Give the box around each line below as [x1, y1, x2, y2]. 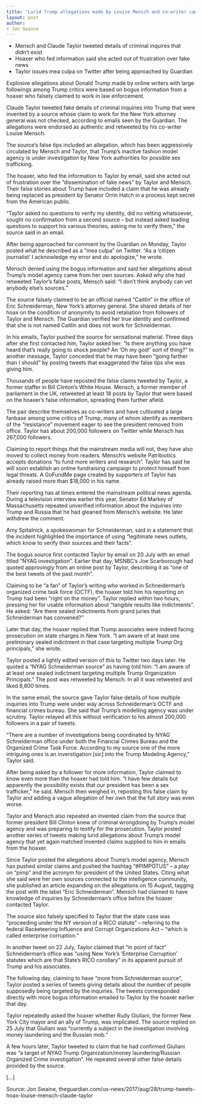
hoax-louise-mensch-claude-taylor [6, 1092, 93, 1099]
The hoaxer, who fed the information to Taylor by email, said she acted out [6, 173, 191, 180]
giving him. [6, 366, 34, 373]
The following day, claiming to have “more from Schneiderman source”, [6, 975, 183, 982]
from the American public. [6, 198, 71, 205]
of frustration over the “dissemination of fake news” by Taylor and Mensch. [6, 179, 192, 186]
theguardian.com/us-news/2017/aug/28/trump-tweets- [58, 1086, 195, 1093]
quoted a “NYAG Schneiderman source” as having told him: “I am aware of [6, 663, 191, 670]
